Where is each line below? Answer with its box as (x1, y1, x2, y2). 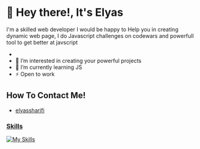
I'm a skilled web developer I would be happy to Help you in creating (6, 26, 179, 33)
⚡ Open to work (15, 70, 55, 78)
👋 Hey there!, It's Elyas (6, 5, 124, 20)
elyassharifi (15, 106, 45, 114)
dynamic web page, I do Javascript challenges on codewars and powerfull (6, 32, 194, 39)
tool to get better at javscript (6, 38, 78, 46)
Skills (6, 122, 23, 130)
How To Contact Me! (6, 90, 86, 101)
